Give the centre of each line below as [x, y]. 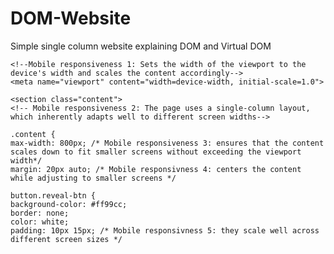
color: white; [40, 222]
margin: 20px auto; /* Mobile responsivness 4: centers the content [156, 169]
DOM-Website [71, 18]
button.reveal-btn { [53, 195]
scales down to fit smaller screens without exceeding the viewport [156, 152]
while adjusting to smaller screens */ [93, 178]
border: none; [40, 213]
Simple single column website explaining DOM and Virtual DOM [141, 46]
